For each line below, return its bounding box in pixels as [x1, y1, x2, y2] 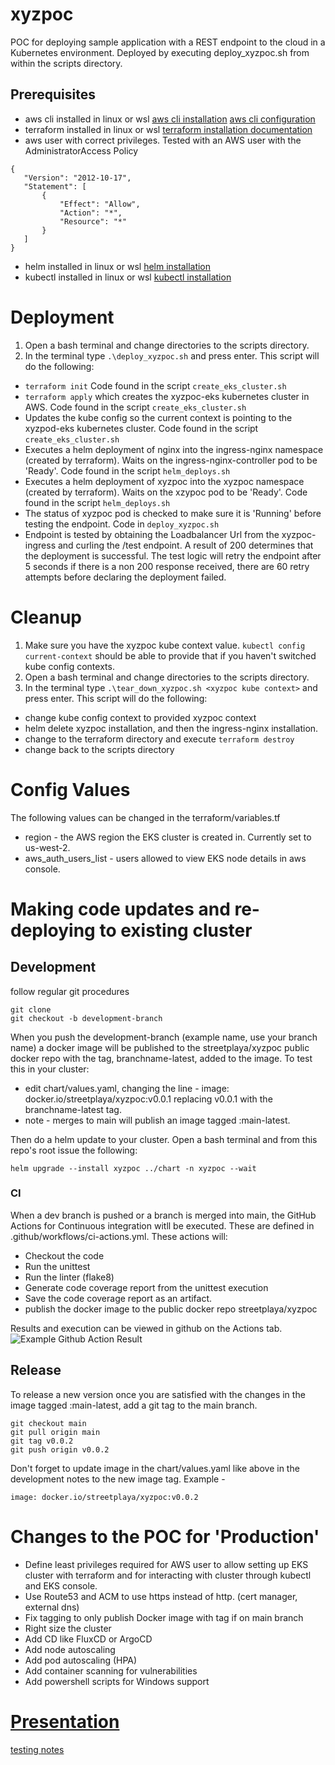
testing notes [10, 1743, 65, 1755]
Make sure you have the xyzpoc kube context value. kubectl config [24, 639, 306, 651]
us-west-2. [24, 841, 71, 853]
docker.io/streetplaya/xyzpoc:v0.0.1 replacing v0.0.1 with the [24, 1093, 273, 1105]
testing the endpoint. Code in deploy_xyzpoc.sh [24, 518, 220, 530]
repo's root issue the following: [10, 1144, 138, 1156]
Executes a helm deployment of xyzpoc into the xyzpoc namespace [24, 475, 305, 487]
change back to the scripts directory [24, 743, 175, 755]
